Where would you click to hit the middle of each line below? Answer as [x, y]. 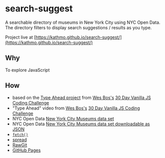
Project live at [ [21, 37]
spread [20, 140]
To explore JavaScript [27, 70]
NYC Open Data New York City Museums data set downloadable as [81, 124]
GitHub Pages [27, 150]
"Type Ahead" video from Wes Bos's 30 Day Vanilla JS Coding [76, 108]
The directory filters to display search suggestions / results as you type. [79, 27]
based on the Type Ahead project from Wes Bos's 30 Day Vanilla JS [82, 98]
